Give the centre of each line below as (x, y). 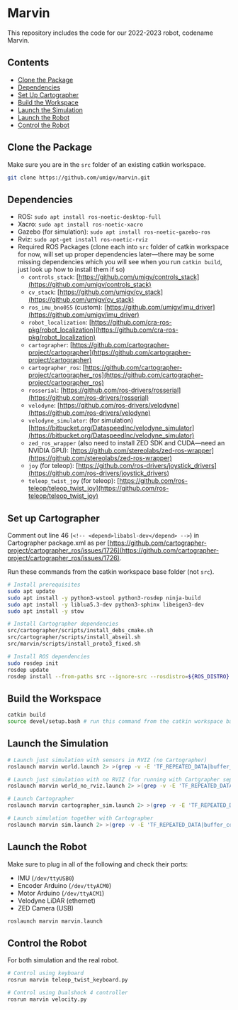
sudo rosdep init (33, 663)
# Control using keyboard (45, 973)
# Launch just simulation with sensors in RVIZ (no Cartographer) (107, 760)
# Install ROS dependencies (49, 656)
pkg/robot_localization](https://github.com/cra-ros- (103, 330)
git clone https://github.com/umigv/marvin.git (79, 178)
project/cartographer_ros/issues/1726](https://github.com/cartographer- (113, 550)
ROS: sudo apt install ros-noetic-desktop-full (89, 217)
